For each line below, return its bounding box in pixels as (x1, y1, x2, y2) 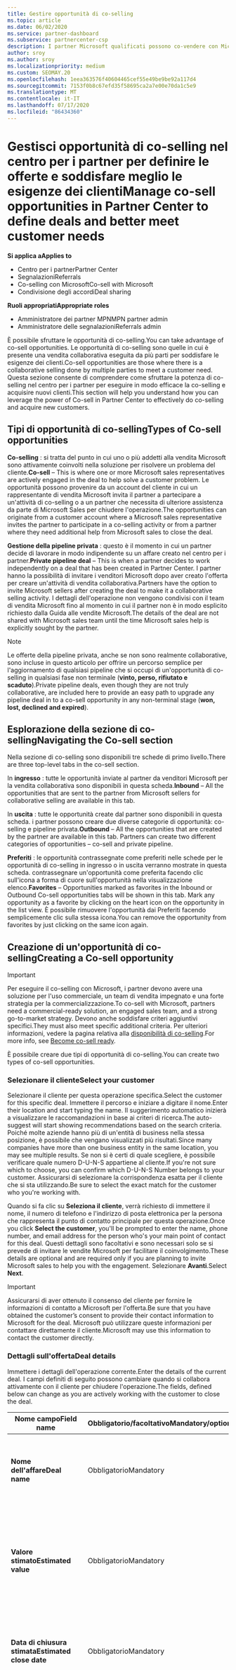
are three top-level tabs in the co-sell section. (7, 760, 139, 769)
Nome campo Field (14, 1413, 77, 1423)
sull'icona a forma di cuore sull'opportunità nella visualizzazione (7, 876, 193, 884)
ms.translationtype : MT (7, 89, 77, 96)
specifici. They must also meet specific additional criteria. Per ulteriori (7, 1022, 208, 1030)
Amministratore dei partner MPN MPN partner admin (17, 314, 169, 323)
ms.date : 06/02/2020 (7, 23, 68, 30)
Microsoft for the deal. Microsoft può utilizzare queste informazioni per (7, 1319, 212, 1327)
